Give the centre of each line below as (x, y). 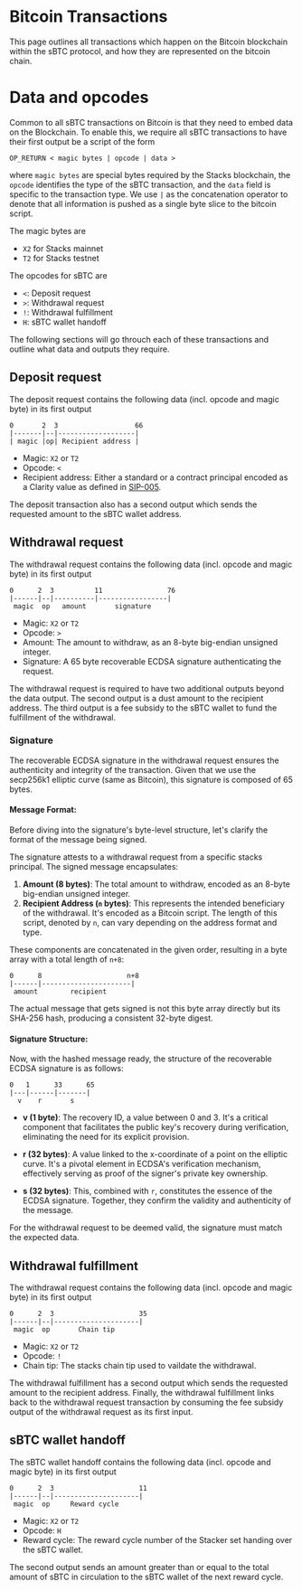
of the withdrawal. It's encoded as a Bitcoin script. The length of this (150, 913)
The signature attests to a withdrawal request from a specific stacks (136, 857)
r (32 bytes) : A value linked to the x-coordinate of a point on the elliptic (155, 1154)
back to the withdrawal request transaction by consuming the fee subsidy (146, 1402)
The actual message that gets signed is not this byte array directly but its (145, 1008)
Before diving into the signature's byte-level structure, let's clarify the (139, 830)
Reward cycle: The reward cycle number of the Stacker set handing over (157, 1539)
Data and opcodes (79, 98)
